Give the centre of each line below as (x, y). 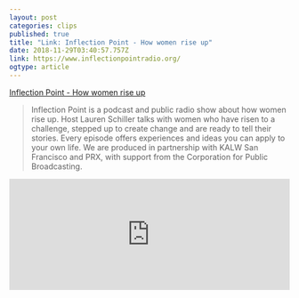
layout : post (33, 17)
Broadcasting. (57, 166)
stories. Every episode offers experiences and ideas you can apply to (158, 138)
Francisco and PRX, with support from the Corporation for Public (149, 157)
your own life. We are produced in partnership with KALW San (145, 147)
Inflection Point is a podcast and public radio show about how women (158, 109)
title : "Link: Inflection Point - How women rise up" (111, 42)
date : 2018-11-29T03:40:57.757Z (69, 51)
